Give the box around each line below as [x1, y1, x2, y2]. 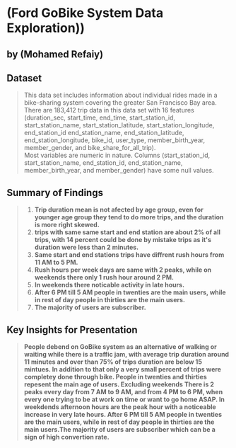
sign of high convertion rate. [23, 433, 110, 442]
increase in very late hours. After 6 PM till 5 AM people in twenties [23, 410, 222, 419]
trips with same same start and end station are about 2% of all [34, 228, 220, 236]
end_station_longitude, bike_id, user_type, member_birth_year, [23, 136, 206, 144]
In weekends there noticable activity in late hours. [34, 281, 185, 289]
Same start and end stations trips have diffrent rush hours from [34, 251, 225, 259]
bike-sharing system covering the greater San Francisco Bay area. [23, 98, 217, 107]
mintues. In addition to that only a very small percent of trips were [23, 365, 222, 374]
